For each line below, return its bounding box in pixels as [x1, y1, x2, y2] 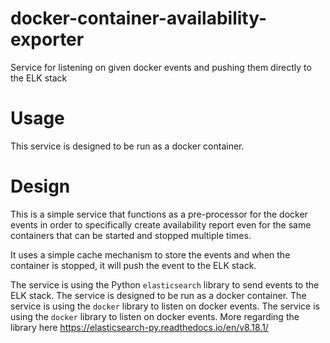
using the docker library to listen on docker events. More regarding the [10, 310, 300, 322]
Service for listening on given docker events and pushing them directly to [10, 61, 312, 73]
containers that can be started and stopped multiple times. [10, 229, 252, 241]
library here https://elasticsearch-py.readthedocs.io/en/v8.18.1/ [10, 321, 269, 333]
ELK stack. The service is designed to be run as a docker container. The [10, 289, 307, 301]
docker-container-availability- [10, 7, 268, 30]
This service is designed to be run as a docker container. [10, 140, 245, 152]
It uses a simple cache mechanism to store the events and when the [10, 248, 291, 261]
